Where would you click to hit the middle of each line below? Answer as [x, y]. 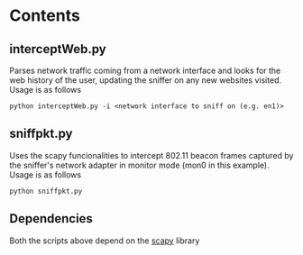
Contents [45, 16]
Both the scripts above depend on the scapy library [105, 241]
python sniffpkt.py [46, 191]
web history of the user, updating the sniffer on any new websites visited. [146, 80]
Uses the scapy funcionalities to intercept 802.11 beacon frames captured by [151, 155]
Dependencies [51, 219]
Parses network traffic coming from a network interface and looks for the [145, 70]
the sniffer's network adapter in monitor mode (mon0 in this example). [139, 165]
